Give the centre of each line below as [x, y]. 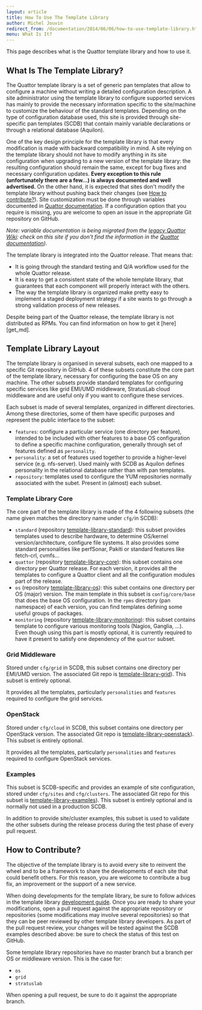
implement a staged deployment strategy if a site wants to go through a [103, 298]
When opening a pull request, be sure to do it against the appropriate [92, 995]
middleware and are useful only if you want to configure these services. [95, 395]
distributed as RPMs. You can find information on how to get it [83, 323]
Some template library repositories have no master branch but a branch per [99, 952]
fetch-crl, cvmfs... [37, 556]
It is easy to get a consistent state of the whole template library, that [99, 279]
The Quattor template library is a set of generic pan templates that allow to [98, 85]
